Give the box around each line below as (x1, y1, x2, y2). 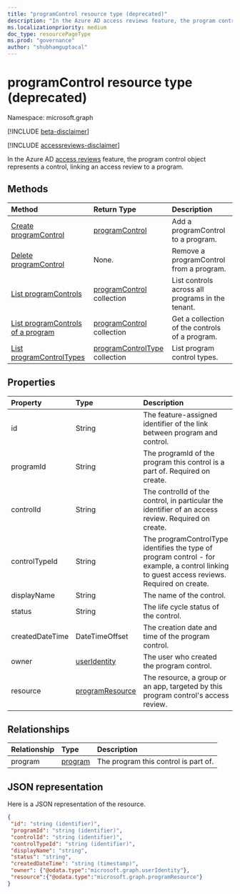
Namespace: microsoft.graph (7, 113, 94, 121)
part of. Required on (142, 466, 211, 476)
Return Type (93, 204, 137, 214)
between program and (142, 427, 218, 437)
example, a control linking (142, 560, 229, 570)
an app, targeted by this (142, 681, 223, 691)
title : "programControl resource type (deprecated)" (7, 10, 168, 18)
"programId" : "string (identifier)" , (10, 827, 123, 834)
